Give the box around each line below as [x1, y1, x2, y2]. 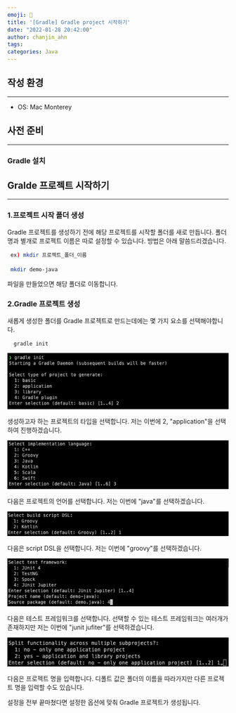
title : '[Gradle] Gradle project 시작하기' [7, 18, 131, 26]
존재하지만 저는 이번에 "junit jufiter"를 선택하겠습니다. [7, 623, 155, 632]
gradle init [13, 340, 49, 347]
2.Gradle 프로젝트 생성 [7, 299, 81, 309]
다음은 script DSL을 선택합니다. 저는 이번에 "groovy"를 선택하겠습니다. [7, 544, 202, 553]
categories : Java [7, 48, 58, 55]
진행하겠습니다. [20, 426, 62, 434]
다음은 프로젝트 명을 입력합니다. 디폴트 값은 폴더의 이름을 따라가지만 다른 [7, 674, 206, 683]
